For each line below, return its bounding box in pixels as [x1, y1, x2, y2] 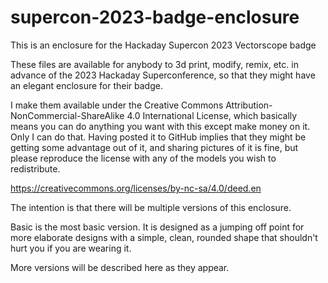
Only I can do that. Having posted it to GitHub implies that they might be [10, 131, 307, 143]
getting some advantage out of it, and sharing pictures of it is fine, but [10, 141, 299, 153]
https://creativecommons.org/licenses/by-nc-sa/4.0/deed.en [10, 182, 262, 194]
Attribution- [225, 99, 273, 111]
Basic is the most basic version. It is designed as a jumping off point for [10, 221, 305, 233]
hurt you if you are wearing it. [10, 242, 132, 254]
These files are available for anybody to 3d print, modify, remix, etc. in [10, 58, 299, 70]
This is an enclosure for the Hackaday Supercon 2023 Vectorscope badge [10, 39, 317, 51]
